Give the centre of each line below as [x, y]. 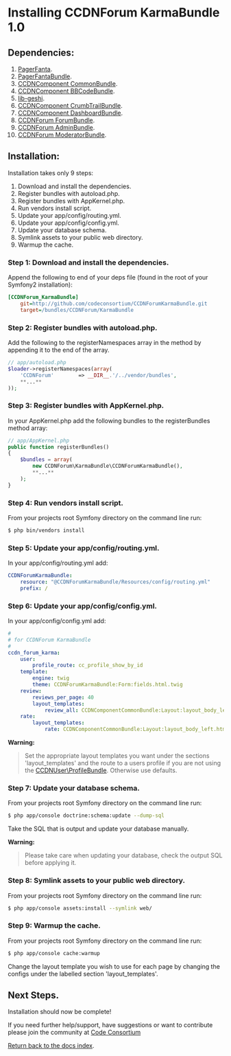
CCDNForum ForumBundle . [56, 120]
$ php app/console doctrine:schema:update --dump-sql [86, 816]
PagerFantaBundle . [45, 76]
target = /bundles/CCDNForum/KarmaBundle [77, 310]
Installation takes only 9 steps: [51, 172]
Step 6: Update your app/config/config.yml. [82, 606]
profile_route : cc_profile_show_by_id [88, 665]
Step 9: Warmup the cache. [54, 925]
